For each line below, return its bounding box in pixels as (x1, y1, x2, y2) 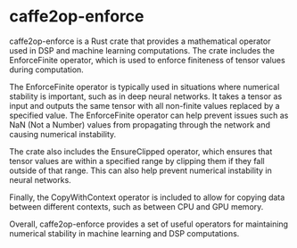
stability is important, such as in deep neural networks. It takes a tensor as (9, 91, 283, 102)
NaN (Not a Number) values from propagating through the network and (9, 119, 270, 130)
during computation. (9, 64, 85, 75)
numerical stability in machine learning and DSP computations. (9, 227, 240, 238)
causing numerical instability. (9, 128, 117, 139)
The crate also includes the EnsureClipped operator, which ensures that (9, 145, 273, 157)
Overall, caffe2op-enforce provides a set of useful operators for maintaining (9, 219, 288, 229)
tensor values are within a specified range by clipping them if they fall (9, 155, 265, 166)
